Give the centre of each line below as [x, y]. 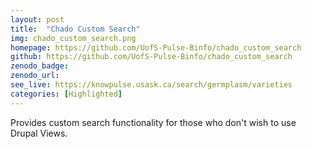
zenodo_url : [35, 76]
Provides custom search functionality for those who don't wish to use [153, 122]
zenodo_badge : [40, 66]
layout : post [37, 19]
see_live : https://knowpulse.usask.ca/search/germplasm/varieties [151, 85]
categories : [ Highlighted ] [66, 94]
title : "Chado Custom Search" [75, 29]
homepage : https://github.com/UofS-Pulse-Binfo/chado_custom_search [156, 47]
